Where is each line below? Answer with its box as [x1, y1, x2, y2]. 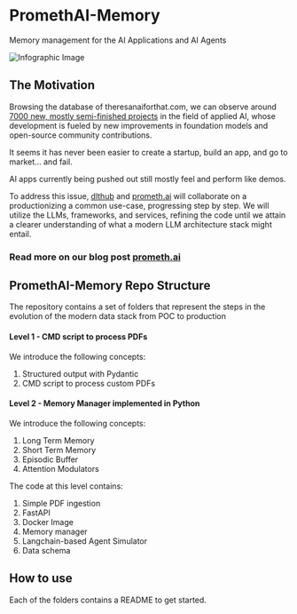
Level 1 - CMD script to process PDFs [9, 331, 148, 342]
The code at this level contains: [9, 481, 124, 491]
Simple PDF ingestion [21, 498, 101, 508]
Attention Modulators [21, 463, 99, 474]
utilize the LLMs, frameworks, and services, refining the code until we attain [9, 210, 286, 220]
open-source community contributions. [9, 130, 152, 140]
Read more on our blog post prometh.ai [9, 251, 182, 263]
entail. [9, 228, 32, 239]
